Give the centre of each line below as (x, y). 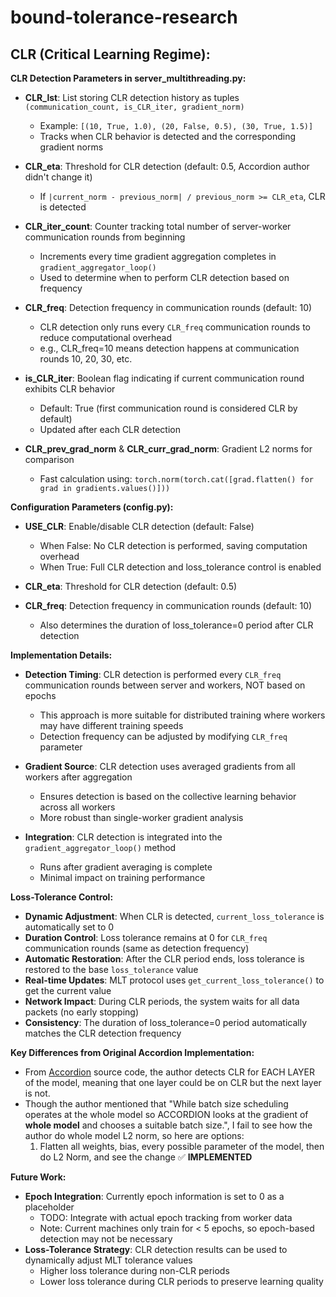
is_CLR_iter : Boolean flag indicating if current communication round (164, 378)
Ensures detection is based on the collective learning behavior (168, 796)
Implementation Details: (61, 655)
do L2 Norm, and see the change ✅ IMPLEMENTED (146, 1157)
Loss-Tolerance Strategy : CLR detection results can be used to (156, 1249)
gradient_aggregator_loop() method (100, 847)
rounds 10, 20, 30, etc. (86, 359)
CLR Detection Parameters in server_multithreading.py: (128, 78)
